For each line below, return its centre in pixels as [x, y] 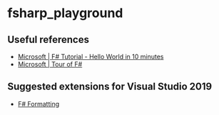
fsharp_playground [65, 13]
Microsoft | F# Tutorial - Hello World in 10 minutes [91, 56]
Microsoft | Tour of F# [50, 64]
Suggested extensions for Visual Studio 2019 [110, 87]
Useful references [48, 40]
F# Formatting [38, 104]
